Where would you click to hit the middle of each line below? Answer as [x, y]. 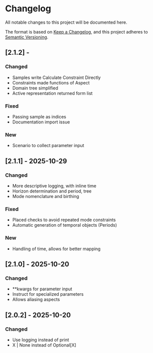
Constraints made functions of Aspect [51, 82]
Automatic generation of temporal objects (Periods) [64, 225]
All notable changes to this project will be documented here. [66, 22]
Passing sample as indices [39, 117]
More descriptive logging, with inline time [54, 186]
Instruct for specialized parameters [48, 294]
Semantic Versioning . [27, 37]
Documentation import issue [41, 122]
